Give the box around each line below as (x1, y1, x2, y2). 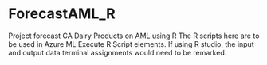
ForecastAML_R (8, 5, 116, 23)
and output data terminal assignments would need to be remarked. (8, 48, 227, 57)
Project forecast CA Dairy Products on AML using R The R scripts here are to (8, 31, 260, 40)
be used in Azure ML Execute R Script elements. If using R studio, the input (8, 39, 254, 48)
